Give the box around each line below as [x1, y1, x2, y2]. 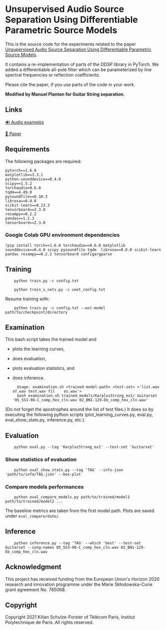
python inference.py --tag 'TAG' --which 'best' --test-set [14, 540, 141, 545]
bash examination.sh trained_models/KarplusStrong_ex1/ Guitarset [17, 393, 158, 399]
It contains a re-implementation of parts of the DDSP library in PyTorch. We [5, 61, 159, 67]
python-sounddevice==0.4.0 [5, 177, 61, 182]
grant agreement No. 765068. [5, 586, 66, 593]
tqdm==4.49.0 [5, 190, 32, 195]
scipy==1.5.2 [5, 181, 32, 186]
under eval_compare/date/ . [5, 513, 60, 519]
